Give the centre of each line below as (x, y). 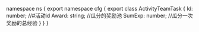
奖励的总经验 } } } (27, 23)
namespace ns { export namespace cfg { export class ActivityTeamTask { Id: (99, 9)
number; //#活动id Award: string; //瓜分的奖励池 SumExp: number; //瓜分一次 (99, 15)
